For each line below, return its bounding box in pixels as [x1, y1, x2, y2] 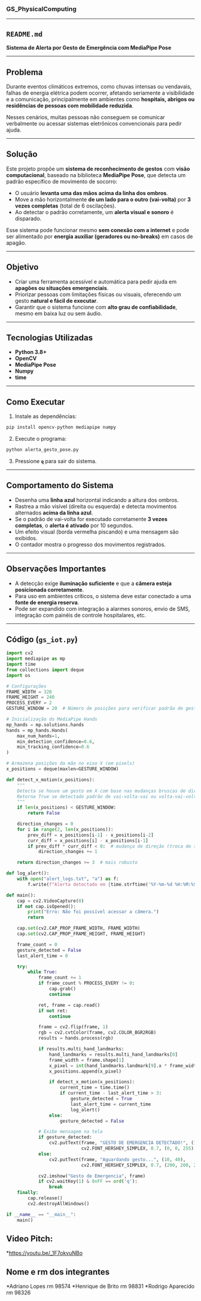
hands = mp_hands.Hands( [6, 727, 68, 733]
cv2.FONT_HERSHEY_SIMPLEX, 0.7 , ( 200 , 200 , [81, 1162, 191, 1168]
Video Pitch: [6, 1234, 53, 1244]
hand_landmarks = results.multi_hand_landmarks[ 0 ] [48, 1052, 178, 1058]
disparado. [14, 215, 42, 222]
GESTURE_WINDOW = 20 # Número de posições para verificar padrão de [6, 705, 184, 712]
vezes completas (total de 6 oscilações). [14, 202, 117, 209]
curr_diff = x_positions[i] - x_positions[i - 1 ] [28, 837, 148, 843]
